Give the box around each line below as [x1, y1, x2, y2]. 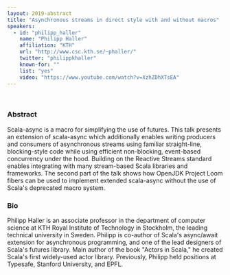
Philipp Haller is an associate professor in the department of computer [7, 216, 206, 224]
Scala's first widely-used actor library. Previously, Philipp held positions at [7, 252, 216, 261]
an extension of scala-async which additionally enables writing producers [7, 132, 216, 141]
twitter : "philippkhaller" [19, 55, 97, 62]
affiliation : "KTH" [19, 42, 76, 49]
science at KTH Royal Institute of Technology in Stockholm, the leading [7, 224, 208, 232]
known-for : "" [19, 61, 60, 68]
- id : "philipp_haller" [13, 29, 81, 36]
